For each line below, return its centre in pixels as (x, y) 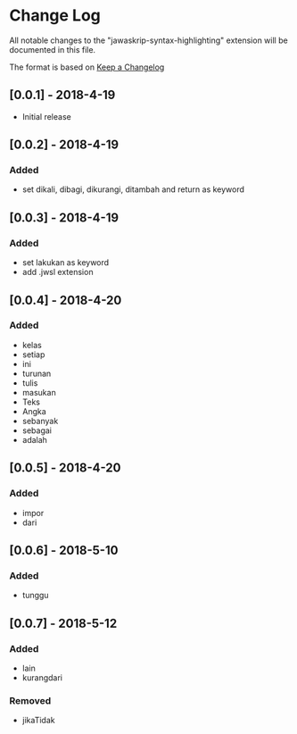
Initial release (46, 116)
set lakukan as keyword (66, 263)
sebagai (37, 430)
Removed (30, 700)
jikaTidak (38, 721)
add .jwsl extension (58, 272)
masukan (39, 392)
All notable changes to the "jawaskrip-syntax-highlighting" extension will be (148, 40)
